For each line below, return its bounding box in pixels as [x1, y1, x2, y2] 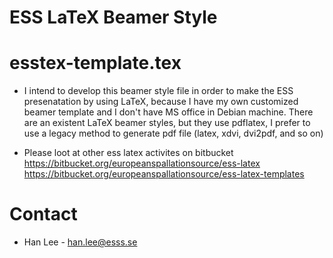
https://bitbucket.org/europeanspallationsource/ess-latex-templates [23, 168, 305, 180]
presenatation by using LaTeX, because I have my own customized [23, 96, 299, 108]
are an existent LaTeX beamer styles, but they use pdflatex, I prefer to [23, 117, 311, 129]
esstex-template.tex [9, 52, 182, 75]
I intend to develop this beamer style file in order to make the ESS [23, 85, 294, 97]
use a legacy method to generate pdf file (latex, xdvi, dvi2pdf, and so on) [23, 127, 324, 140]
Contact [9, 203, 78, 226]
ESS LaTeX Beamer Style [9, 6, 218, 29]
